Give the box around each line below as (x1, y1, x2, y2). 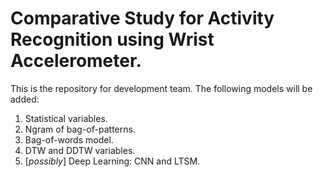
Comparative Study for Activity (10, 7, 275, 30)
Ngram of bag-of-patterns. (24, 123, 136, 135)
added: (10, 93, 40, 105)
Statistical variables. (24, 112, 108, 124)
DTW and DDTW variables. (24, 144, 136, 156)
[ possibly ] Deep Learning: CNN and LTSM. (24, 155, 201, 167)
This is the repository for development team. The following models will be (10, 82, 313, 94)
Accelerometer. (10, 50, 142, 72)
